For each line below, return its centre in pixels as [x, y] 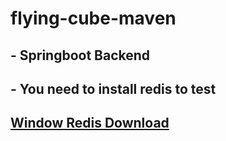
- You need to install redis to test [113, 88]
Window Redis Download [90, 123]
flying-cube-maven [93, 18]
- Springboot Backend [80, 55]
